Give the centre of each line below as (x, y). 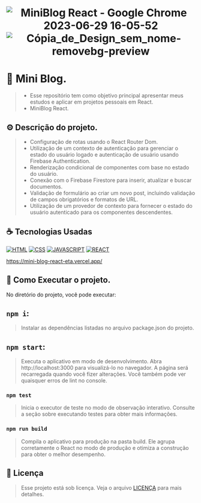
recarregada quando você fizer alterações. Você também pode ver (103, 374)
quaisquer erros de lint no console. (64, 381)
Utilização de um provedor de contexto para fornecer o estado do (111, 205)
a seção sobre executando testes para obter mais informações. (99, 414)
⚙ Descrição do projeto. (52, 127)
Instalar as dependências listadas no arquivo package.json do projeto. (107, 328)
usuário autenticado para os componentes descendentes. (101, 212)
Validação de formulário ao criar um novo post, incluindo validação (112, 193)
